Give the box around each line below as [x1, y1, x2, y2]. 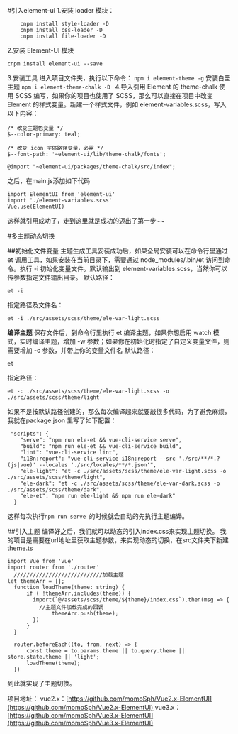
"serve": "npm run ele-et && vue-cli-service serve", [20, 437, 182, 444]
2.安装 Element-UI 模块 [7, 46, 74, 55]
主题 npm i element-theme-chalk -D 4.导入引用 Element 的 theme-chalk [7, 82, 218, 91]
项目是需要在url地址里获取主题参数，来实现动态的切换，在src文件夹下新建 [13, 536, 229, 544]
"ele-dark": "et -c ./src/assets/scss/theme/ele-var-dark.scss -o [20, 480, 220, 487]
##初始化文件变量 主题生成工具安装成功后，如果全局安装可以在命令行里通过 [7, 247, 228, 255]
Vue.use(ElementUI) [7, 203, 65, 210]
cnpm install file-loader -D [20, 33, 106, 40]
